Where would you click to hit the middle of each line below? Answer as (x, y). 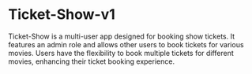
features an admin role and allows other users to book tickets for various (126, 44)
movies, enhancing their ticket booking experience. (92, 61)
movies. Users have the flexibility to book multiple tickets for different (121, 53)
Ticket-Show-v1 (62, 15)
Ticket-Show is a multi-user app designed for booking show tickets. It (122, 36)
